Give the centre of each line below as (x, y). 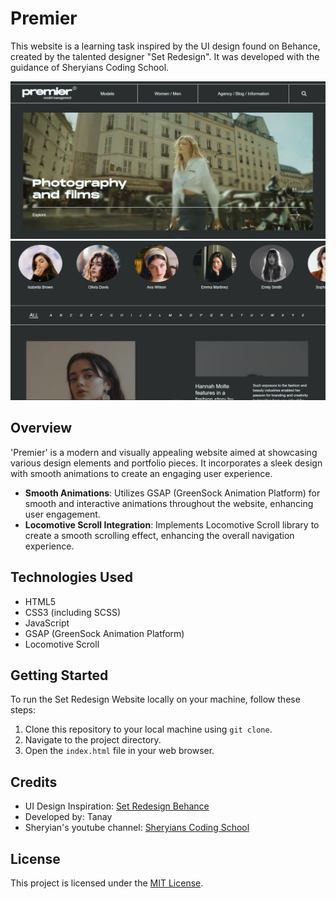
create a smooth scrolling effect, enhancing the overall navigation (159, 535)
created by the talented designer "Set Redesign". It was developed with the (165, 56)
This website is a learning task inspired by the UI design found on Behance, (165, 46)
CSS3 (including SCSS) (73, 612)
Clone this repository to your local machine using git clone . (148, 729)
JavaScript (47, 623)
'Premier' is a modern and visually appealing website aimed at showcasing (164, 452)
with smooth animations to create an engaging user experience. (141, 473)
